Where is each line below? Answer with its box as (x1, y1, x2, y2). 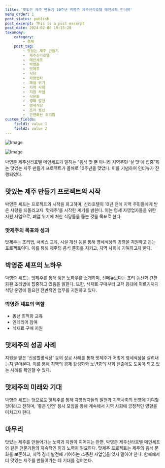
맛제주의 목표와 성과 (5, 227, 50, 234)
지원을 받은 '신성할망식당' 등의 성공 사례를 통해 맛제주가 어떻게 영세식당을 (5, 355, 146, 361)
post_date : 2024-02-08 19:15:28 (5, 26, 71, 30)
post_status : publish (5, 16, 50, 21)
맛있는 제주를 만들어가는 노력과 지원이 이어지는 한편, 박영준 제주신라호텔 (5, 439, 143, 445)
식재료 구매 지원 (12, 325, 43, 331)
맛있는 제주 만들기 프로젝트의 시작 (5, 187, 101, 196)
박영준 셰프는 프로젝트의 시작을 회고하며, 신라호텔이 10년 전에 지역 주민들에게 (5, 201, 153, 207)
